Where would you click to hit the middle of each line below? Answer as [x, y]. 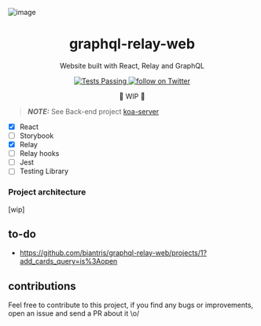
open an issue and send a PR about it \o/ [74, 313]
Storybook [37, 135]
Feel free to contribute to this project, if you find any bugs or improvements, [131, 305]
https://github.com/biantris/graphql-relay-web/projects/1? [113, 253]
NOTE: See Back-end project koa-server [93, 111]
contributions [42, 286]
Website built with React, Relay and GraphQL [132, 65]
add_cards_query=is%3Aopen [68, 261]
